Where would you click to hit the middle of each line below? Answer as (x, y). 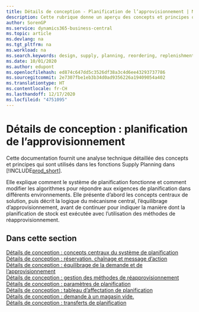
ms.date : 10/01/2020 (32, 61)
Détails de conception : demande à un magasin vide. (70, 297)
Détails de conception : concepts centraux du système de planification (92, 253)
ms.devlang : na (25, 39)
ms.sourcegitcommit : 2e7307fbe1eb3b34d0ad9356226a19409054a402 (86, 78)
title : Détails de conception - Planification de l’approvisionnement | (98, 12)
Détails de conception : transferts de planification (66, 303)
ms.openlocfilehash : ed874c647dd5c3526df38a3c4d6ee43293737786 (86, 72)
